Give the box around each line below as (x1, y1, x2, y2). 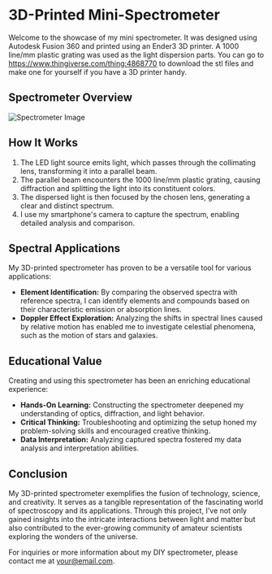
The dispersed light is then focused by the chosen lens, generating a (19, 192, 250, 202)
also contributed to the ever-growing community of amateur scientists (8, 523, 243, 533)
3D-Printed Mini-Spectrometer (8, 6, 221, 24)
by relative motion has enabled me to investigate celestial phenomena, (19, 322, 256, 332)
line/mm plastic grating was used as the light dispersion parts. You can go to (8, 50, 265, 59)
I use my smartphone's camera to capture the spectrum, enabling (19, 209, 240, 219)
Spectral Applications (8, 241, 121, 255)
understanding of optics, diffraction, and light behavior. (19, 409, 205, 419)
